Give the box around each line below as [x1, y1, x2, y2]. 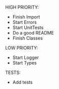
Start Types [12, 60, 37, 65]
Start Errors [12, 19, 37, 25]
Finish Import [12, 14, 40, 19]
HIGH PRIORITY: [5, 4, 39, 10]
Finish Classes [12, 35, 43, 41]
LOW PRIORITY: [5, 45, 38, 50]
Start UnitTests [12, 24, 44, 30]
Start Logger [12, 54, 39, 60]
